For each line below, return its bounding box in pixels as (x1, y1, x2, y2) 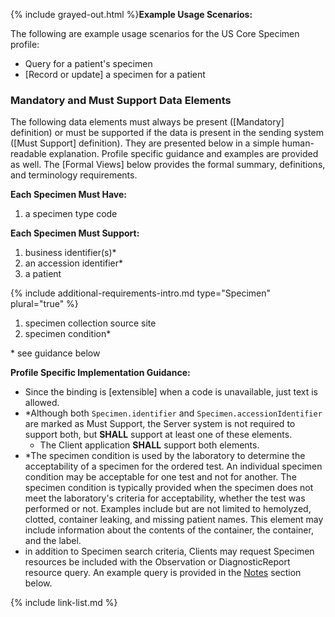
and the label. (24, 535, 82, 547)
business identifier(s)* (24, 247, 117, 259)
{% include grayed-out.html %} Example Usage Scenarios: (10, 9, 253, 20)
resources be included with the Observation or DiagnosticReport (24, 556, 291, 568)
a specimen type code (24, 208, 118, 220)
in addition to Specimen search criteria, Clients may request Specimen (24, 545, 315, 558)
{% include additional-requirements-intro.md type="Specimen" (10, 287, 272, 299)
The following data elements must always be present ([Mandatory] (10, 116, 285, 128)
